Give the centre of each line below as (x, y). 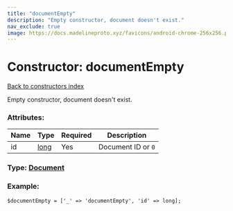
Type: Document (36, 168)
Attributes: (26, 118)
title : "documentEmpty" (42, 13)
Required (77, 136)
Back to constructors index (46, 86)
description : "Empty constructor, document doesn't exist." (96, 20)
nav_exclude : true (34, 26)
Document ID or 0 (127, 147)
